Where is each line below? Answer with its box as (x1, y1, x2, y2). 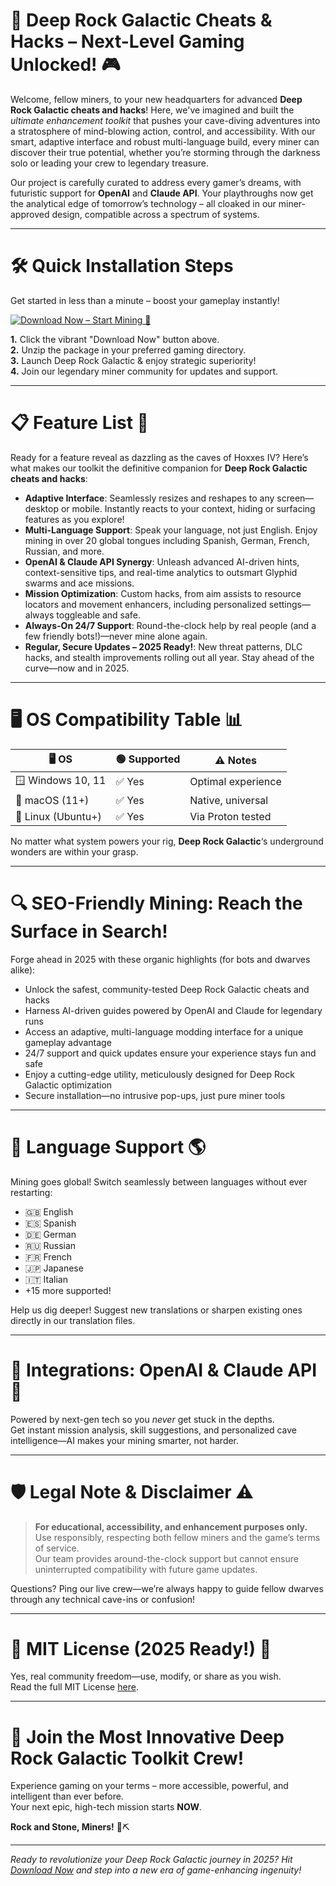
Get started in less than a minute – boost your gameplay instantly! (10, 294, 280, 306)
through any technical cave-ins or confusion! (10, 1593, 196, 1605)
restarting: (10, 1186, 53, 1198)
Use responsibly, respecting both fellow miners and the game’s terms (34, 1531, 321, 1543)
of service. (34, 1542, 80, 1554)
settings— (268, 598, 311, 610)
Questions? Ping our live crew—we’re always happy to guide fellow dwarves (10, 1582, 324, 1594)
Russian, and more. (24, 545, 105, 557)
